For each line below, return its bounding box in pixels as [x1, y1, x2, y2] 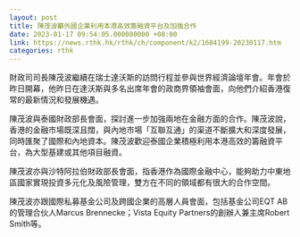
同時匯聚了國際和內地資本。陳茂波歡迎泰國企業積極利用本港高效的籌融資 [9, 136, 275, 147]
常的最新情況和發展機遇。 [9, 95, 104, 106]
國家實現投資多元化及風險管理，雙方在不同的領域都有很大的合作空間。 [16, 177, 275, 188]
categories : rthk [9, 47, 74, 55]
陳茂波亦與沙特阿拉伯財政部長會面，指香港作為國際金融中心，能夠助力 [9, 166, 268, 177]
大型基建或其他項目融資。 [32, 147, 127, 157]
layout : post [9, 13, 58, 22]
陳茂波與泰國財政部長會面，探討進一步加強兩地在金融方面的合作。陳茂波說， [9, 114, 291, 124]
